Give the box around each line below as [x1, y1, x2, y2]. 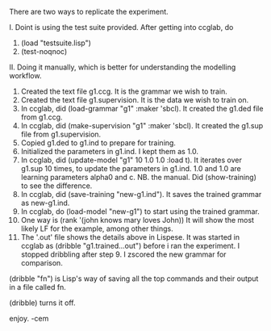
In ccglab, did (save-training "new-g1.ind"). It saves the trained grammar [20, 190, 262, 199]
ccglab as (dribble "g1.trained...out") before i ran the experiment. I [20, 241, 240, 250]
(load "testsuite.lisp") [20, 38, 92, 48]
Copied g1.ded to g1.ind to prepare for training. [20, 138, 177, 148]
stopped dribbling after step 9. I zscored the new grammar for [20, 249, 227, 259]
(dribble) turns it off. [9, 298, 76, 308]
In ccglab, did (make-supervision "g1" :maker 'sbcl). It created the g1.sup [20, 121, 264, 130]
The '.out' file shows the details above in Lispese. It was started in [20, 233, 240, 241]
